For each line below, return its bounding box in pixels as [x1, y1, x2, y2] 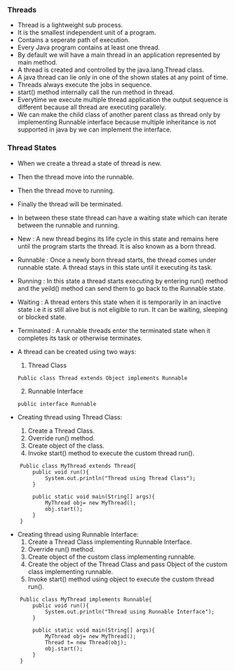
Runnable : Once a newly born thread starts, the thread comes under [17, 255, 216, 264]
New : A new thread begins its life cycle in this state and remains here [17, 234, 219, 243]
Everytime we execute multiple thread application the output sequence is [17, 96, 229, 104]
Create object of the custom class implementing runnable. [27, 552, 196, 561]
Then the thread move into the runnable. [17, 172, 135, 181]
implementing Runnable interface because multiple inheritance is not [17, 118, 216, 126]
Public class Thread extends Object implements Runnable [17, 374, 188, 382]
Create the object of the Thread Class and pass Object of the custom [27, 560, 228, 568]
